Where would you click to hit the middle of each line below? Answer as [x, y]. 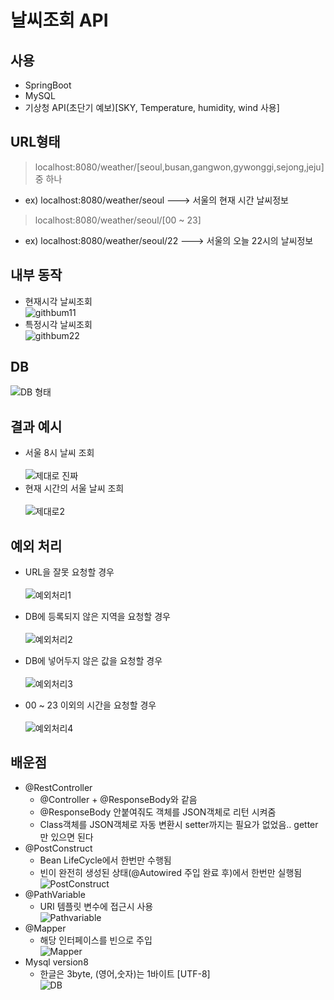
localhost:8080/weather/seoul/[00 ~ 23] [118, 220]
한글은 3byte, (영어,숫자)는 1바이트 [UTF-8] [125, 973]
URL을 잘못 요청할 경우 [69, 572]
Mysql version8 [56, 962]
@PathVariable [55, 894]
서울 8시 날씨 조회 [59, 453]
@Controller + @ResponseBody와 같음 [118, 799]
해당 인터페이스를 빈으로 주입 [96, 940]
